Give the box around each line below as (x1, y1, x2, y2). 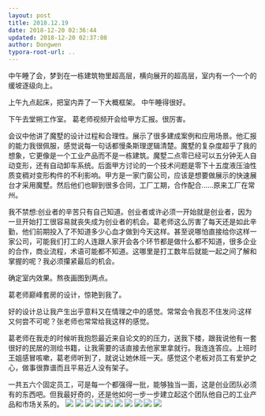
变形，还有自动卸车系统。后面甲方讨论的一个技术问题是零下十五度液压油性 (14, 161, 257, 170)
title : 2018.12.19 (8, 19, 69, 27)
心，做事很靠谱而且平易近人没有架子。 (8, 363, 132, 372)
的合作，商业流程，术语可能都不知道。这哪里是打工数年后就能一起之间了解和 (8, 246, 257, 256)
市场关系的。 (21, 399, 64, 409)
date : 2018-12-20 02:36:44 (8, 26, 97, 34)
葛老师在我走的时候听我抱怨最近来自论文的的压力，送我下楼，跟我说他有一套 (8, 333, 257, 343)
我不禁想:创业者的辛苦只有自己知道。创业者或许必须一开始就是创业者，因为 (8, 207, 252, 216)
